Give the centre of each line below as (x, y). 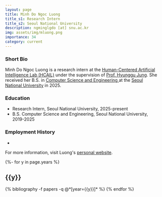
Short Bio (16, 59)
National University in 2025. (33, 85)
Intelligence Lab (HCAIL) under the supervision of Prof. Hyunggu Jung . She (81, 75)
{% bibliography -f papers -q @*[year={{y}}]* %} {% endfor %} (70, 189)
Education (18, 98)
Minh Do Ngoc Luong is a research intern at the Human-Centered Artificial (80, 70)
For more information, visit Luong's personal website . (59, 152)
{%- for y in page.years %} (32, 162)
